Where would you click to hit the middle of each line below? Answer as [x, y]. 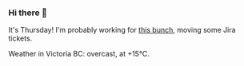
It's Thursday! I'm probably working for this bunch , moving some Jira [122, 30]
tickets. [20, 38]
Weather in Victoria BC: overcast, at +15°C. [79, 54]
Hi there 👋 [28, 13]
